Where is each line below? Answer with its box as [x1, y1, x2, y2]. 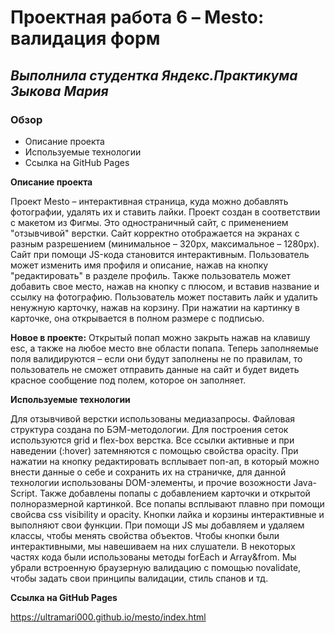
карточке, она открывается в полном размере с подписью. [10, 312, 265, 324]
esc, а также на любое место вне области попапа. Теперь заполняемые [10, 342, 319, 354]
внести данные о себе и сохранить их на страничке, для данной [10, 466, 287, 478]
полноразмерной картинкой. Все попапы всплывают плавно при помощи [10, 497, 325, 510]
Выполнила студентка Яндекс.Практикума [10, 67, 298, 84]
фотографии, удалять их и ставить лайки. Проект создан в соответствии [10, 206, 321, 218]
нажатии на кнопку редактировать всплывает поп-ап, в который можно [10, 455, 320, 467]
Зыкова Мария [10, 82, 109, 100]
